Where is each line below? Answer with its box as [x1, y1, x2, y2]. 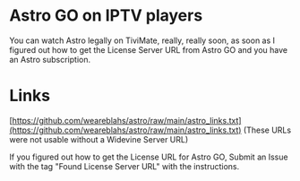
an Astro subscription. [9, 54, 91, 65]
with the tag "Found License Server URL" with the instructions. [9, 160, 240, 171]
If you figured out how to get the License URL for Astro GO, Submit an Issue [9, 151, 288, 162]
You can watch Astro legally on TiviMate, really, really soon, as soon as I [9, 35, 276, 46]
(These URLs [243, 125, 292, 135]
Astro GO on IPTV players [9, 5, 203, 26]
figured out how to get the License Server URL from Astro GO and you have [9, 44, 288, 55]
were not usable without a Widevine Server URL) [9, 134, 189, 144]
